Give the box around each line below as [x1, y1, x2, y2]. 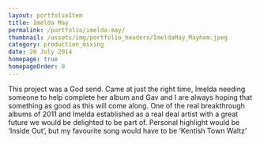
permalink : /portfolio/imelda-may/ [8, 26, 126, 34]
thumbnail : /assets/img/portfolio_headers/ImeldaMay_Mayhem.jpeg [8, 33, 228, 42]
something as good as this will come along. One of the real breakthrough [8, 101, 245, 110]
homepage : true [8, 56, 58, 64]
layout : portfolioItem [8, 11, 83, 20]
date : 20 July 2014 [8, 48, 73, 56]
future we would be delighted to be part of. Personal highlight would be [8, 117, 240, 126]
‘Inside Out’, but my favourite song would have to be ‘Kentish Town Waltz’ [8, 126, 247, 135]
